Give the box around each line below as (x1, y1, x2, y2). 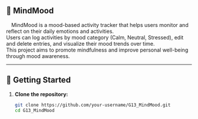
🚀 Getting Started (6, 75, 71, 85)
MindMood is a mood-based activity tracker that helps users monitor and (11, 21, 189, 28)
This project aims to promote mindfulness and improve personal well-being (6, 46, 189, 53)
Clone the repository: (14, 90, 68, 97)
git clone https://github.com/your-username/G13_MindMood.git (14, 102, 171, 108)
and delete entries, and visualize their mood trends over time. (6, 40, 155, 47)
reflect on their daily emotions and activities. (6, 28, 114, 35)
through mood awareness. (6, 52, 70, 59)
